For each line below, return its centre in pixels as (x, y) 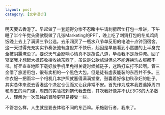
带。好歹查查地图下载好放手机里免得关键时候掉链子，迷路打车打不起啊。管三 (82, 66)
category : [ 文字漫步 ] (26, 14)
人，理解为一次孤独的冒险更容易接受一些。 (48, 97)
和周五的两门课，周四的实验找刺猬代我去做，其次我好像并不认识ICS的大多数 (82, 91)
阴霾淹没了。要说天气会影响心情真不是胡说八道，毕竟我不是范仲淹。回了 (87, 54)
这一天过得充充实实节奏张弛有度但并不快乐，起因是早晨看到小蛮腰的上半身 (80, 47)
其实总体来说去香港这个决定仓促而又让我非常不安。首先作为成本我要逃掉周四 (82, 84)
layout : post (18, 10)
